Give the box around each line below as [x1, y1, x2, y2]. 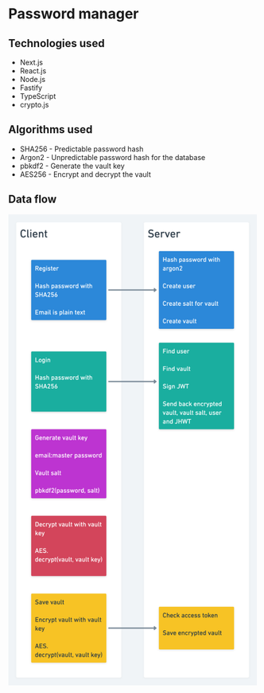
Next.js [19, 57, 44, 67]
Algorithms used [8, 123, 93, 136]
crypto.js [19, 100, 49, 109]
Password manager [8, 5, 139, 23]
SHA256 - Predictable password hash [19, 144, 144, 154]
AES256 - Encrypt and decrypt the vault [19, 169, 151, 179]
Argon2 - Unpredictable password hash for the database [19, 152, 206, 162]
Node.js [19, 75, 46, 84]
